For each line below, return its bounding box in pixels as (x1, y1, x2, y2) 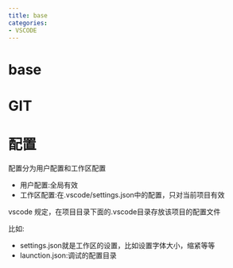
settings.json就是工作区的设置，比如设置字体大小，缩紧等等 (19, 240, 216, 250)
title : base (8, 11, 48, 20)
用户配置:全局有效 (19, 180, 78, 190)
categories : (8, 19, 48, 27)
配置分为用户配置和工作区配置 (8, 163, 106, 173)
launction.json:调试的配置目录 (19, 251, 117, 260)
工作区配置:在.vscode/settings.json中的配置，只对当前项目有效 (19, 190, 225, 199)
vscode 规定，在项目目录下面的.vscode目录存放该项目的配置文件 (8, 207, 221, 216)
